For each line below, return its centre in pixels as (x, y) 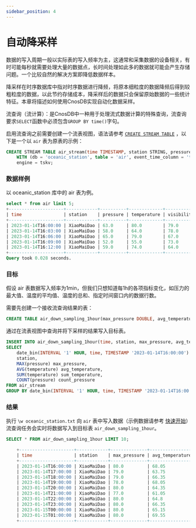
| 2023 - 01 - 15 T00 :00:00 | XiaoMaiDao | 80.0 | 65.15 (91, 510)
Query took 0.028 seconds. (39, 258)
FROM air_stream (26, 386)
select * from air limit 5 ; (40, 204)
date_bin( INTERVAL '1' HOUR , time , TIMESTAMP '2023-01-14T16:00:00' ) (103, 353)
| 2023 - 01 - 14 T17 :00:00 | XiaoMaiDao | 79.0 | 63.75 (91, 472)
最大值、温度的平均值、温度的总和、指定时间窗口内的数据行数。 (83, 296)
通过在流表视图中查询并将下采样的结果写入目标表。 (67, 331)
